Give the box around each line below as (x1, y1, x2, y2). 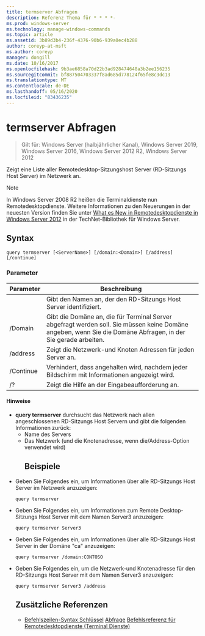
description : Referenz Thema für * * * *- (6, 15, 116, 21)
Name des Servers (24, 431, 71, 438)
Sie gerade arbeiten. (46, 335, 105, 344)
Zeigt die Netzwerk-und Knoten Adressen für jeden (46, 345, 195, 353)
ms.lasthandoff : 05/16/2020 (6, 89, 78, 95)
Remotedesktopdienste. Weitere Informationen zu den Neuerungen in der (6, 202, 191, 210)
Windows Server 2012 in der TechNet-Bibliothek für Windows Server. (6, 215, 180, 223)
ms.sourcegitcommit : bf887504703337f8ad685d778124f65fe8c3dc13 (6, 72, 171, 78)
